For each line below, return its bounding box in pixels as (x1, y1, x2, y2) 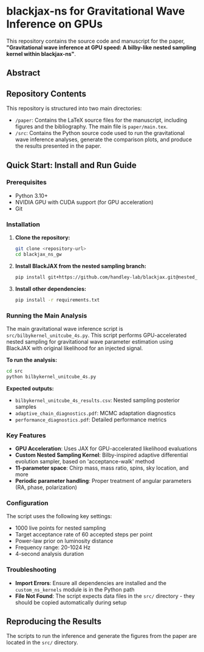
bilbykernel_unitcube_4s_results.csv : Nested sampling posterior (15, 397, 180, 404)
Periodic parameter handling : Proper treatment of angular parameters (15, 477, 192, 484)
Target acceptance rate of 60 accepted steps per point (15, 531, 153, 538)
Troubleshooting (6, 566, 56, 574)
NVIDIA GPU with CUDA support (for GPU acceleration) (15, 198, 154, 206)
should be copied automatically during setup (15, 598, 127, 606)
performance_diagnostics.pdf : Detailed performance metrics (15, 415, 167, 423)
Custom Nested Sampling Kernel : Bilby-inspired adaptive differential (15, 451, 188, 459)
